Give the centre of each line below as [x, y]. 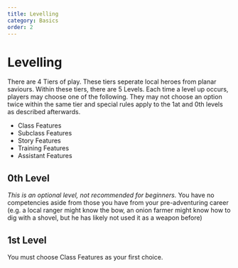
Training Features [43, 148]
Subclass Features [45, 133]
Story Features [39, 141]
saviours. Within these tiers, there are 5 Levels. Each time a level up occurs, [118, 89]
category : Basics [33, 21]
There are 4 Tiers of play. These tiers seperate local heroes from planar [112, 82]
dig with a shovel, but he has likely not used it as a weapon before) [105, 218]
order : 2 [20, 27]
